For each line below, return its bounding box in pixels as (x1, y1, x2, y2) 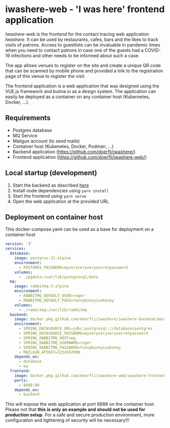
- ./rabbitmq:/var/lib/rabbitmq (18, 307, 87, 312)
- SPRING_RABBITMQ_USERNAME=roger (18, 340, 92, 345)
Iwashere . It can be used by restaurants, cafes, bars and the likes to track (5, 36, 158, 42)
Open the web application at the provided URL (12, 198, 109, 204)
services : (5, 246, 26, 251)
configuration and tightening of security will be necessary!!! (5, 417, 130, 423)
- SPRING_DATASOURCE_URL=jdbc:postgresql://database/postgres (18, 326, 153, 331)
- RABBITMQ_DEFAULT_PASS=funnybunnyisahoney (18, 297, 114, 303)
